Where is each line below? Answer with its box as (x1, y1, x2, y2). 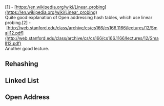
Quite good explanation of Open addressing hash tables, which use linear (5, 15, 153, 20)
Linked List (5, 76, 39, 85)
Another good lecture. (5, 46, 50, 51)
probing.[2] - (5, 20, 31, 25)
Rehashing (5, 60, 39, 68)
